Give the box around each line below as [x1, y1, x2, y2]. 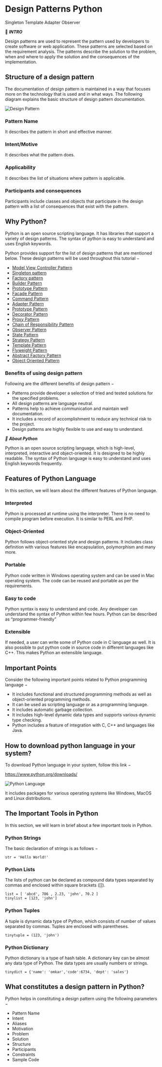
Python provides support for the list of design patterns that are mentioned [5, 250, 152, 256]
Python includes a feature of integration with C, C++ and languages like [12, 722, 155, 728]
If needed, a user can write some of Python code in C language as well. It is [5, 640, 156, 645]
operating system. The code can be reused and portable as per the [5, 577, 139, 583]
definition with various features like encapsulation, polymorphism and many [5, 544, 156, 550]
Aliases [12, 1020, 27, 1026]
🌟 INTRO [5, 29, 23, 34]
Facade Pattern [12, 290, 43, 296]
